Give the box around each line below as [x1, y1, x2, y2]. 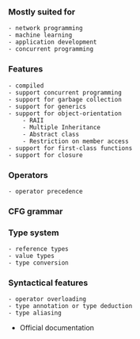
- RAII [22, 116, 44, 125]
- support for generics [8, 102, 87, 110]
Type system [8, 227, 59, 238]
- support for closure [8, 151, 83, 159]
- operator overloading [8, 295, 87, 303]
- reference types [8, 245, 69, 253]
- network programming [8, 25, 83, 33]
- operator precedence [8, 187, 83, 195]
